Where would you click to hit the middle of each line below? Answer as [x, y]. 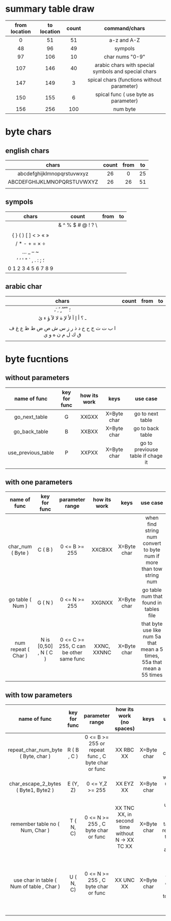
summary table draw [50, 9]
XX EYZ [124, 784]
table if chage [146, 456]
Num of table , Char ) [35, 887]
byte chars [28, 132]
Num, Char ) [35, 831]
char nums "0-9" [124, 57]
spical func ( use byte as [124, 94]
